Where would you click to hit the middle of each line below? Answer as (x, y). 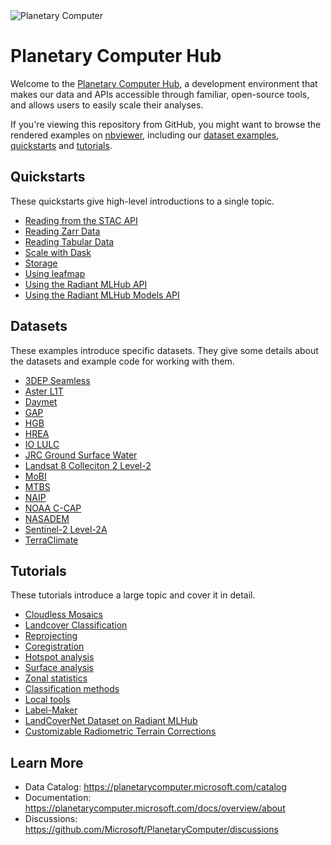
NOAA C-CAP (53, 508)
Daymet (41, 401)
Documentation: (58, 798)
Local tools (47, 700)
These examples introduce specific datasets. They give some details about (164, 350)
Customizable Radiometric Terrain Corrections (120, 731)
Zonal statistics (56, 678)
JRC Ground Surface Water (81, 455)
